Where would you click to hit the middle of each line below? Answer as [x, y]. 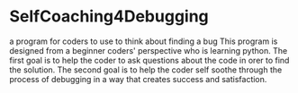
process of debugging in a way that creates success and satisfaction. [138, 79]
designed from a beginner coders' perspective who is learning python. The [149, 50]
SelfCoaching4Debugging [109, 17]
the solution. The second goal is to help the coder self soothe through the [146, 70]
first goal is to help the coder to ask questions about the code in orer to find [149, 60]
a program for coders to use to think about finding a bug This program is [144, 41]
